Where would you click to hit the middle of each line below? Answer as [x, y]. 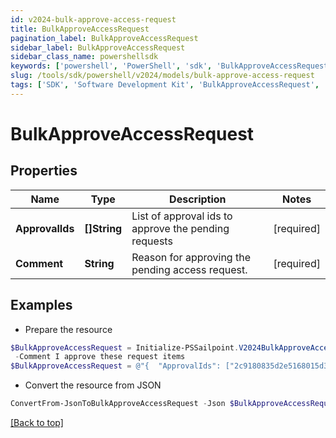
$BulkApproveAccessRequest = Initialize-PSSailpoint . [125, 347]
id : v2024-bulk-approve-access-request [93, 19]
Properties [44, 171]
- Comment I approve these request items [100, 357]
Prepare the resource [68, 329]
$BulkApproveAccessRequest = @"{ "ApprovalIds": [116, 366]
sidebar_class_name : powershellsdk [84, 57]
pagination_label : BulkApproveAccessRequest [104, 38]
